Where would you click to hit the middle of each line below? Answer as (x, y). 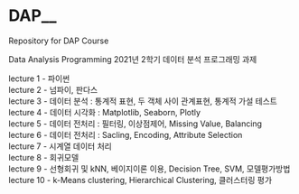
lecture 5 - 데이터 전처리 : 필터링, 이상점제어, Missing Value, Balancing (135, 124)
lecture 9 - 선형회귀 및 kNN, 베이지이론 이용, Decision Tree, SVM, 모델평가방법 (149, 169)
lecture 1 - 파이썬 (39, 79)
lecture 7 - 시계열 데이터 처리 (60, 146)
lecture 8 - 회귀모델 (44, 157)
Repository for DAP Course (59, 41)
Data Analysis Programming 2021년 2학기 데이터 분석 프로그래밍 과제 (133, 59)
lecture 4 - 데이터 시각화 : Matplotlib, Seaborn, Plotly (104, 112)
